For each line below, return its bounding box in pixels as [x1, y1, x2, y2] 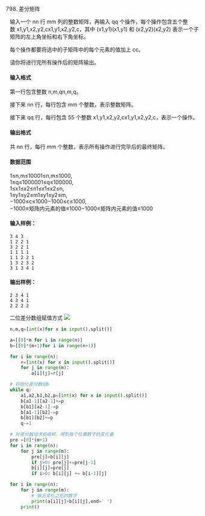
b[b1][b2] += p [20, 415, 54, 421]
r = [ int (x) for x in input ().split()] [20, 359, 115, 365]
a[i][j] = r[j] [31, 370, 64, 377]
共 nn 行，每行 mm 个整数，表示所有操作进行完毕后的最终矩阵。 [10, 143, 168, 151]
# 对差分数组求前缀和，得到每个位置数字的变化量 [10, 432, 114, 438]
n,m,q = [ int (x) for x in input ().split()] [10, 326, 113, 333]
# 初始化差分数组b [10, 382, 50, 388]
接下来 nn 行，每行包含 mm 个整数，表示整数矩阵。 [10, 101, 137, 109]
